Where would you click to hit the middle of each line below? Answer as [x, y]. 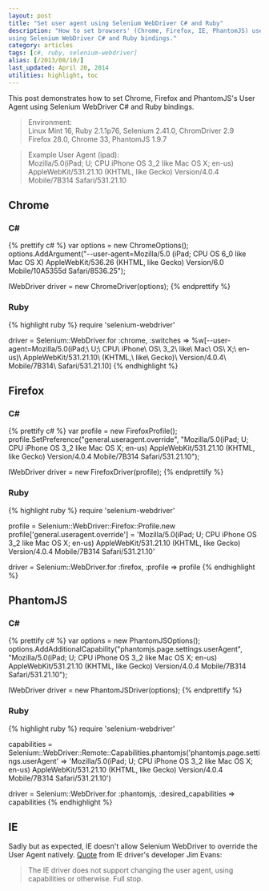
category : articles [41, 46]
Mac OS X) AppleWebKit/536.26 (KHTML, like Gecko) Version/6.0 [116, 263]
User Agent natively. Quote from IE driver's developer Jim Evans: [115, 855]
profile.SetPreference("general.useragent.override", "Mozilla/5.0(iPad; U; [128, 439]
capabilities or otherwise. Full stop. [85, 879]
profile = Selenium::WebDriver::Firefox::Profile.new [92, 526]
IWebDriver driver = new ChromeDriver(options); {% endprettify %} [119, 287]
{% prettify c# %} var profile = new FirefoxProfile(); [93, 431]
